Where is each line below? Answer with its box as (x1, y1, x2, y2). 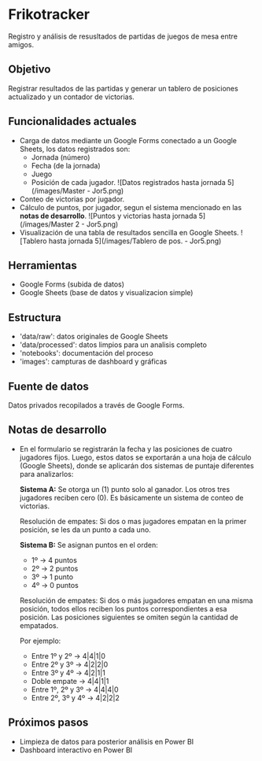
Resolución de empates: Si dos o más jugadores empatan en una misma (19, 596, 253, 605)
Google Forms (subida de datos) (19, 279, 124, 289)
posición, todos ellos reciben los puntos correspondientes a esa (19, 604, 227, 613)
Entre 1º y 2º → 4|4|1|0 (31, 651, 106, 660)
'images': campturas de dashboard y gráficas (19, 356, 168, 367)
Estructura (8, 311, 61, 324)
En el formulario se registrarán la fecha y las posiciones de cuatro (19, 444, 233, 453)
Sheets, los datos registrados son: (19, 144, 131, 153)
